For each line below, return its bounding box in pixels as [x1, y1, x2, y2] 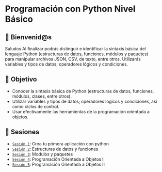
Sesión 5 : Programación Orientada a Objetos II [12, 161, 105, 167]
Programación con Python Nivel [5, 3, 136, 15]
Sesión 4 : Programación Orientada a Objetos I [12, 156, 104, 162]
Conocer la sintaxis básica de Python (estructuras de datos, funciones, [12, 88, 154, 94]
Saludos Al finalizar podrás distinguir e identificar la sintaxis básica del [5, 46, 146, 51]
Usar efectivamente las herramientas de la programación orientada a [12, 109, 150, 114]
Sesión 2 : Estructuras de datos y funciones [12, 146, 98, 152]
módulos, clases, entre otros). [12, 93, 72, 99]
